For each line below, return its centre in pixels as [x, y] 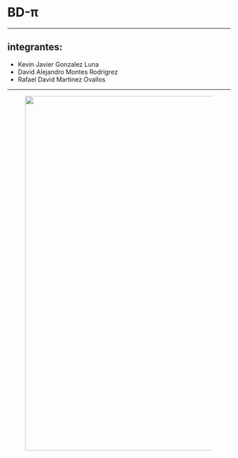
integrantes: [35, 47]
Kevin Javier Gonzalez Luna [58, 64]
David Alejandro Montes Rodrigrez [68, 72]
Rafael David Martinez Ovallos [62, 79]
